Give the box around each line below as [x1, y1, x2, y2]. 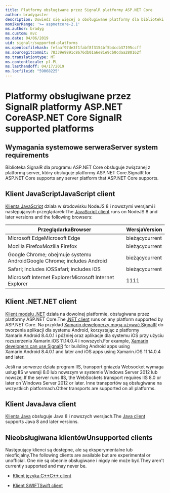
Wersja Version [126, 226, 162, 233]
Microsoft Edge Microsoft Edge [8, 234, 80, 241]
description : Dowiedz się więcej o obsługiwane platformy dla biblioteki [5, 17, 164, 22]
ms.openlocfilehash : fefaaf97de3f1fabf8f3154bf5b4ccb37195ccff [5, 45, 142, 50]
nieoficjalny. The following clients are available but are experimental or [5, 452, 151, 459]
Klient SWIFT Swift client [12, 482, 63, 489]
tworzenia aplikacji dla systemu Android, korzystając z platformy [5, 327, 140, 333]
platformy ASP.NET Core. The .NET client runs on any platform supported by [5, 316, 163, 322]
